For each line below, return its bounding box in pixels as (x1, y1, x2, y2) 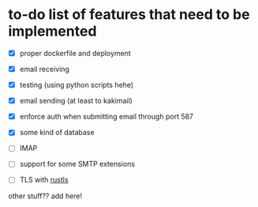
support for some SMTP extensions (19, 160, 136, 169)
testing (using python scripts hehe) (19, 81, 134, 90)
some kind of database (19, 128, 95, 137)
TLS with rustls (19, 175, 69, 185)
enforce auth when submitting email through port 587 (19, 112, 194, 122)
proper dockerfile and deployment (19, 48, 132, 58)
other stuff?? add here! (8, 191, 83, 201)
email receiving (19, 65, 69, 73)
